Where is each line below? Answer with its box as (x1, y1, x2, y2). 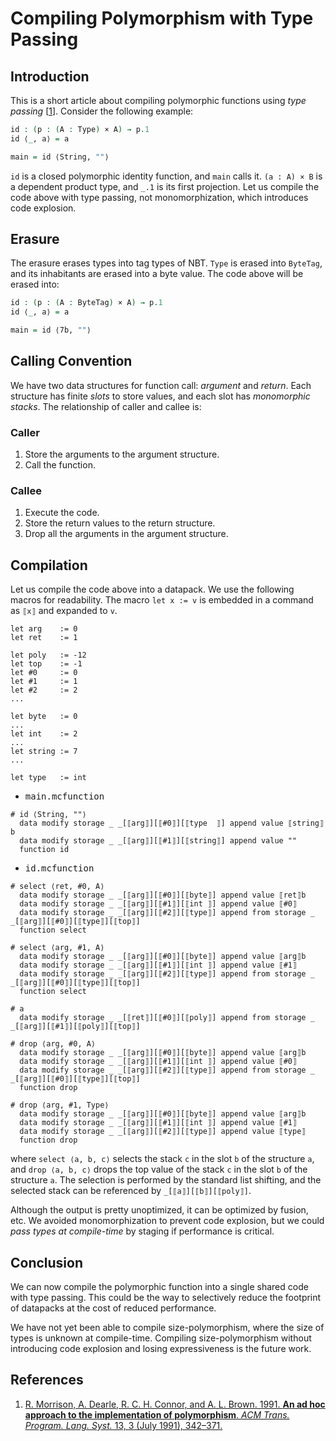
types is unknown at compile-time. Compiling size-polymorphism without (10, 1332, 312, 1344)
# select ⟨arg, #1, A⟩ (10, 943, 105, 953)
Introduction (10, 68, 90, 85)
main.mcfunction (24, 791, 105, 802)
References (10, 1372, 84, 1389)
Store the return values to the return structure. (24, 517, 216, 529)
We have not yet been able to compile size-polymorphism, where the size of (10, 1322, 325, 1334)
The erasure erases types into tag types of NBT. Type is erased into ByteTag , (10, 257, 323, 269)
